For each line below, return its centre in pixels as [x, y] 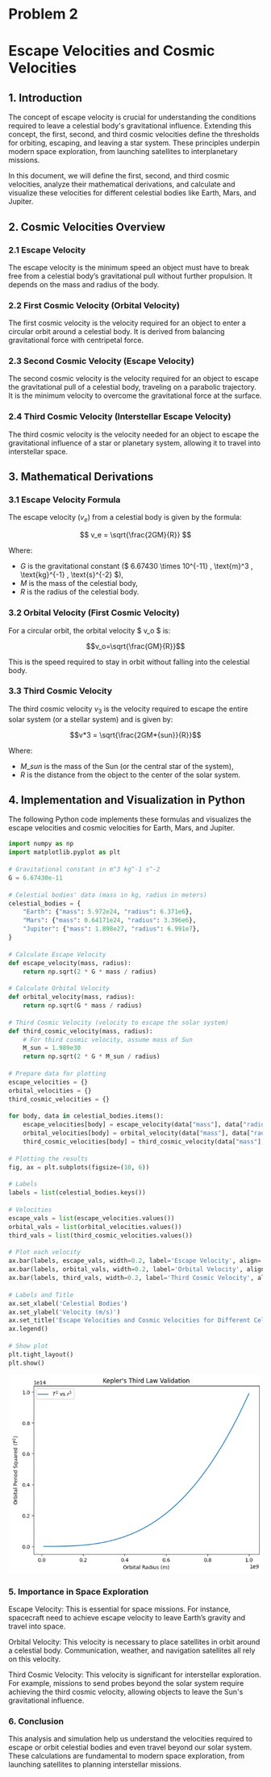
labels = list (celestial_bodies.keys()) [77, 1193]
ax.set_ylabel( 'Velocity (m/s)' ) [65, 1312]
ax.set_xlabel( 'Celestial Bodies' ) [68, 1303]
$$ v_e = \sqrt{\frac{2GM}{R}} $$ [135, 535]
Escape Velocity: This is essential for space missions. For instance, [120, 1609]
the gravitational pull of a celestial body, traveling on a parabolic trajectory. [132, 387]
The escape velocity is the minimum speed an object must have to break [129, 267]
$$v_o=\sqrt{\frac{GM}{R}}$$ [135, 646]
